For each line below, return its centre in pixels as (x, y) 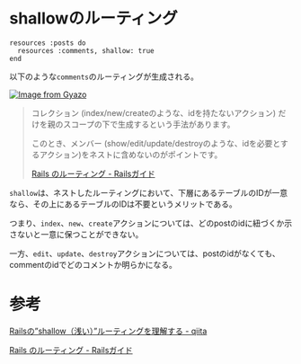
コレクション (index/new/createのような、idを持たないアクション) (154, 112)
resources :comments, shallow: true (86, 50)
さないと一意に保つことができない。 (76, 234)
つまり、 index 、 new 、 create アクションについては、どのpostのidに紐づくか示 (151, 223)
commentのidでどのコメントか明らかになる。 (93, 264)
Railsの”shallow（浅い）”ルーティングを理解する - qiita (108, 331)
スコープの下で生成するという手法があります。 (149, 124)
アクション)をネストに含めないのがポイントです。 (131, 155)
